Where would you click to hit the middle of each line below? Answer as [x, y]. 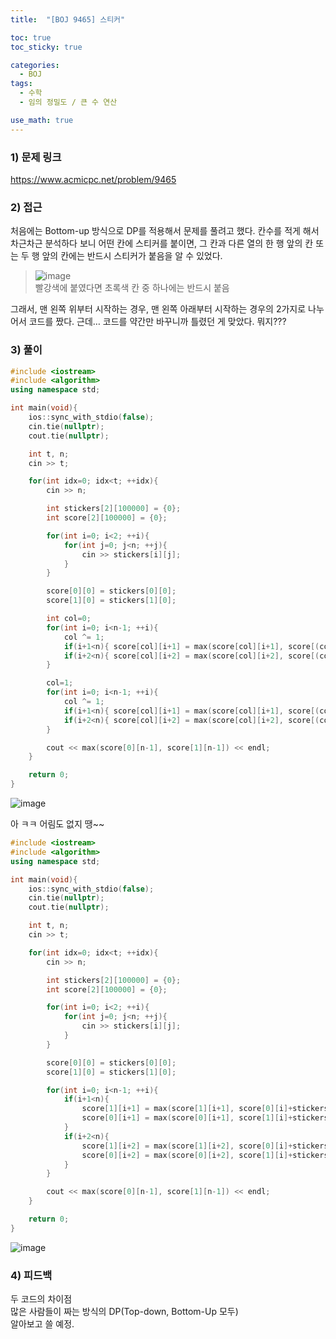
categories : [35, 65]
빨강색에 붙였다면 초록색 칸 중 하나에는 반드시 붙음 [132, 288]
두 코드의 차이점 [41, 1299]
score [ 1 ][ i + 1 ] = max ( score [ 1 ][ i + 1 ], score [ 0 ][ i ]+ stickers [205, 1109]
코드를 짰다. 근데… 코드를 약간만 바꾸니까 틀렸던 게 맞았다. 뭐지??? [157, 322]
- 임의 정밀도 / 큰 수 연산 [68, 102]
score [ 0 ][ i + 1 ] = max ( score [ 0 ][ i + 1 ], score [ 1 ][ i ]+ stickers [205, 1118]
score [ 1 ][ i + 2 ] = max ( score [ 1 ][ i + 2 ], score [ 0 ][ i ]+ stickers [205, 1146]
